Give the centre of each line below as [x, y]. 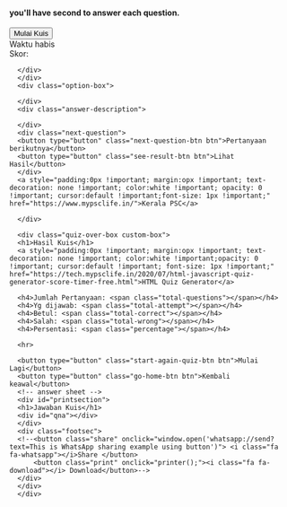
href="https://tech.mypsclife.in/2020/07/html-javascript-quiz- [132, 275]
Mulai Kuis [31, 34]
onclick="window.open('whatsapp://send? [198, 440]
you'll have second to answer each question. [95, 13]
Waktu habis [32, 44]
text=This [28, 447]
